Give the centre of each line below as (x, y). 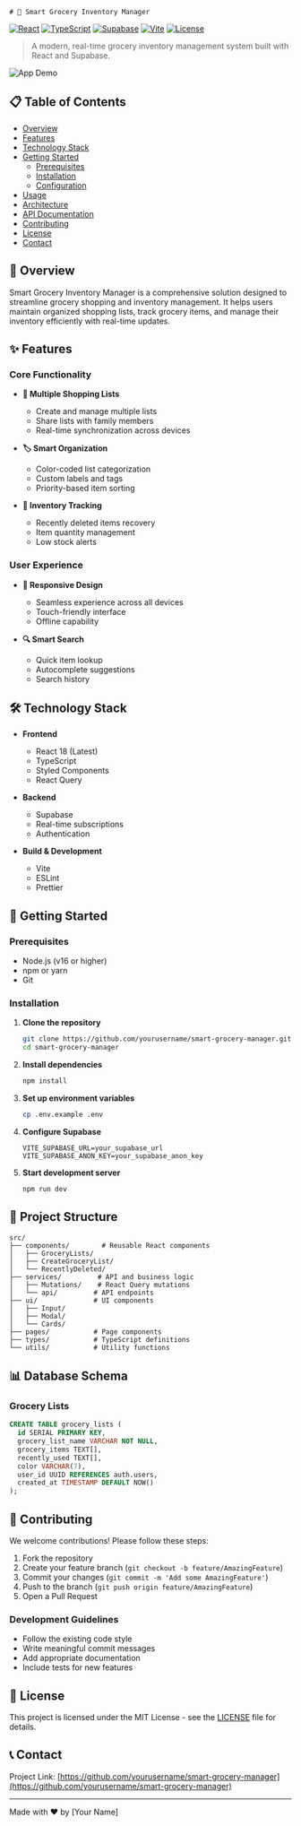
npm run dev (44, 1189)
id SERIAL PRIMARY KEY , (61, 1433)
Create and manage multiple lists (96, 411)
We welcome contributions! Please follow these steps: (109, 1540)
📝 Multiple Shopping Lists (71, 394)
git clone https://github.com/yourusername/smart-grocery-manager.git (157, 1039)
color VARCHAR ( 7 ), (52, 1466)
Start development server (71, 1173)
